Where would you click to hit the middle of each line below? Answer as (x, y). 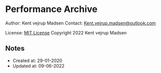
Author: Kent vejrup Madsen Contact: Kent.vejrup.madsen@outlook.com (80, 23)
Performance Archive (51, 9)
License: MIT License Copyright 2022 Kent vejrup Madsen (66, 32)
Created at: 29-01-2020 (37, 60)
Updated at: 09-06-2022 (38, 65)
